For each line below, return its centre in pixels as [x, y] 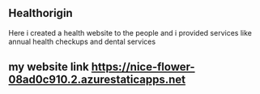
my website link [49, 67]
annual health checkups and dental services [82, 41]
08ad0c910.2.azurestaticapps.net [97, 80]
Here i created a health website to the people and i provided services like [130, 32]
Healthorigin [40, 13]
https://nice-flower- [143, 67]
